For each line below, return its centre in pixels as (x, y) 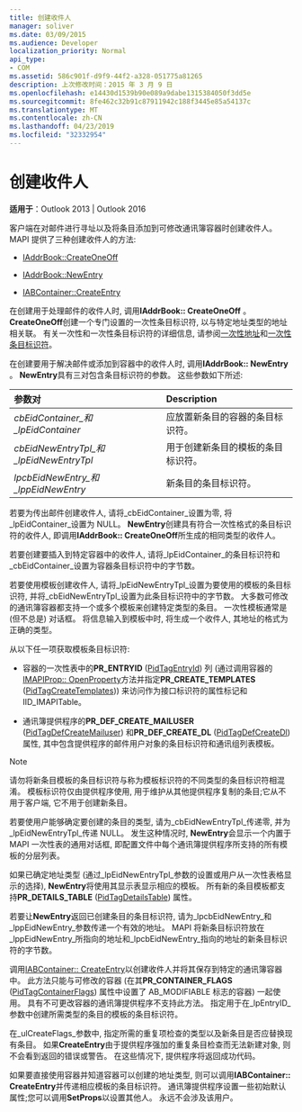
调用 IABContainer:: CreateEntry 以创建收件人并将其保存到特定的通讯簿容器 (146, 969)
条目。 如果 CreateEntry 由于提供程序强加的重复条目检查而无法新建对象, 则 (154, 1044)
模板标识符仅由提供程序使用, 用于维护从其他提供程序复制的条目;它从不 (156, 791)
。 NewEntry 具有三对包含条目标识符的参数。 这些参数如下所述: (126, 375)
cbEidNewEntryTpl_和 (59, 448)
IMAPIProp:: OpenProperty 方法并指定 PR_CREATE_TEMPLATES (139, 679)
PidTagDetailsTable (133, 897)
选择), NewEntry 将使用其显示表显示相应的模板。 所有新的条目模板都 (151, 886)
